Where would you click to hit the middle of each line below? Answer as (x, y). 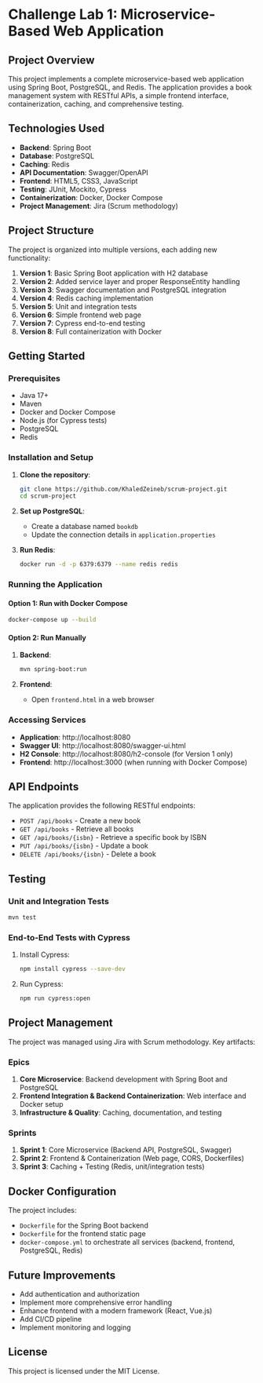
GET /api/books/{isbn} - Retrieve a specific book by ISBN (113, 837)
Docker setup (42, 1104)
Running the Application (55, 585)
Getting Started (47, 356)
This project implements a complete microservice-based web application (126, 79)
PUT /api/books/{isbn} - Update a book (84, 846)
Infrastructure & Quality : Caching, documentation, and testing (121, 1113)
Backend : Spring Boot (55, 148)
